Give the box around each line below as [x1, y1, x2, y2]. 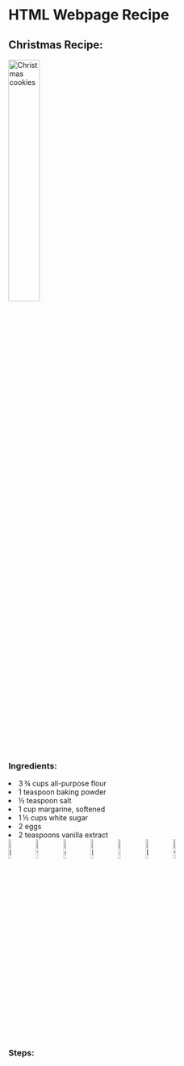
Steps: [8, 1047, 35, 1059]
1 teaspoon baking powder [19, 787, 107, 797]
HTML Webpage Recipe [8, 6, 169, 24]
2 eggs [19, 822, 42, 832]
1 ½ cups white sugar [19, 813, 89, 823]
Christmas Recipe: [8, 38, 103, 52]
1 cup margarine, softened [19, 804, 106, 814]
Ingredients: [8, 760, 58, 771]
